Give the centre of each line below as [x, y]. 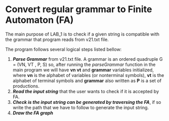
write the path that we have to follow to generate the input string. [81, 107]
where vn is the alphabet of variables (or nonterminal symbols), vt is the [88, 75]
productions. [26, 86]
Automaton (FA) [39, 20]
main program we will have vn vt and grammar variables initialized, [83, 70]
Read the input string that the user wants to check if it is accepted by [86, 91]
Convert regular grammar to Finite [79, 9]
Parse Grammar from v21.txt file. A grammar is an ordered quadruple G [88, 59]
